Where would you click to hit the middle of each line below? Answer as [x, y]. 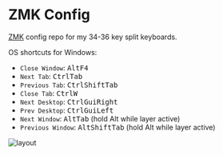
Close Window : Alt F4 [54, 68]
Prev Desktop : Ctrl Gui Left [67, 110]
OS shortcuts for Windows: [53, 52]
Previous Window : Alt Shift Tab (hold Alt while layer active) [117, 127]
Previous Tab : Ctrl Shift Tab [69, 85]
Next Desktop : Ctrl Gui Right [69, 101]
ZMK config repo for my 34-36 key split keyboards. [93, 37]
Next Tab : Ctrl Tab [51, 76]
